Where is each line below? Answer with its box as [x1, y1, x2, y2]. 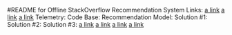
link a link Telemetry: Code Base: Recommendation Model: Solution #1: [7, 13, 208, 21]
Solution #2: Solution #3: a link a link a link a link [7, 21, 144, 28]
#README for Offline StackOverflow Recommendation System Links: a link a [7, 6, 225, 14]
